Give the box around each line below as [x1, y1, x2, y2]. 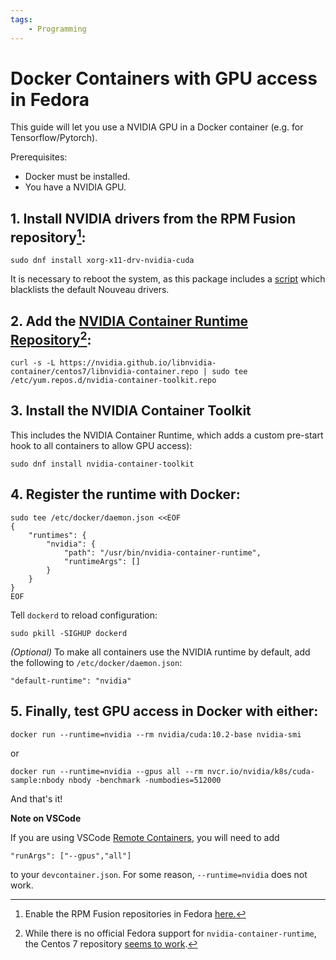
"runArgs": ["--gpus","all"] [10, 851, 132, 861]
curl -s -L [10, 358, 56, 368]
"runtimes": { [28, 530, 87, 540]
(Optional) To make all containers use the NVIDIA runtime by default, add [10, 646, 311, 658]
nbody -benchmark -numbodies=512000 [68, 775, 222, 785]
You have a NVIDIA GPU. [24, 181, 127, 193]
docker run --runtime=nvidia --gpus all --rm [10, 766, 203, 776]
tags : [10, 14, 33, 25]
